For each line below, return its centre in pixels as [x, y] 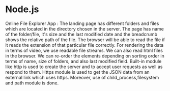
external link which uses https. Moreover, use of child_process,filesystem [82, 77]
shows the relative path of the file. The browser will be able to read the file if [85, 40]
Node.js [22, 9]
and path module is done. [32, 83]
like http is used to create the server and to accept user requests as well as [84, 67]
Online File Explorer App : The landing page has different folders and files [82, 23]
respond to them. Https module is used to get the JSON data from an [78, 72]
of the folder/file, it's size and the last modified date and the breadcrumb [81, 34]
